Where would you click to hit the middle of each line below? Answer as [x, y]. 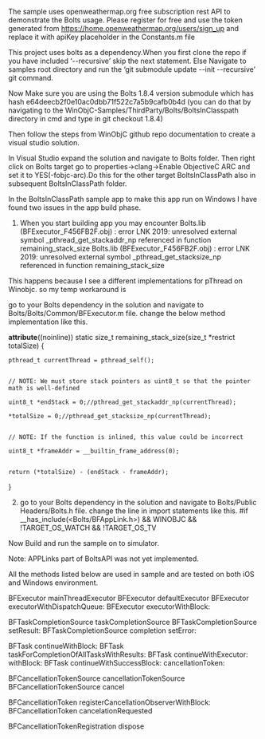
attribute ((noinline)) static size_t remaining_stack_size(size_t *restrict [122, 337]
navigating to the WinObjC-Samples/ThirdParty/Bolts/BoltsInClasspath [123, 110]
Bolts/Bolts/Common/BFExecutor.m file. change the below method [117, 313]
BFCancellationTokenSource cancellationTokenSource [97, 678]
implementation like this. [48, 322]
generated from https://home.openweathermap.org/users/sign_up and [124, 28]
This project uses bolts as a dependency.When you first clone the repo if [127, 52]
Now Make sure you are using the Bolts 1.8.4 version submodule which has [131, 93]
